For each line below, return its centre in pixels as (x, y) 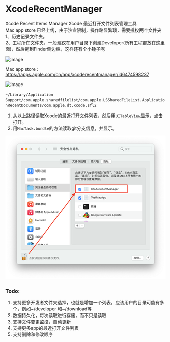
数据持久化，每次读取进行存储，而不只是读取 (60, 315)
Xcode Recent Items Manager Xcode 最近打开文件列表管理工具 (71, 23)
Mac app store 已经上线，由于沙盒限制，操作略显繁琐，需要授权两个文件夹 (83, 30)
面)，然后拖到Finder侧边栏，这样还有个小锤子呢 (55, 49)
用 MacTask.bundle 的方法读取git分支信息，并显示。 (65, 128)
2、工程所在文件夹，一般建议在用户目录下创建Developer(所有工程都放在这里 (85, 42)
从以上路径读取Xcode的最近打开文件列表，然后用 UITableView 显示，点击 (88, 116)
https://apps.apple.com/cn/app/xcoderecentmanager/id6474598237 (77, 74)
